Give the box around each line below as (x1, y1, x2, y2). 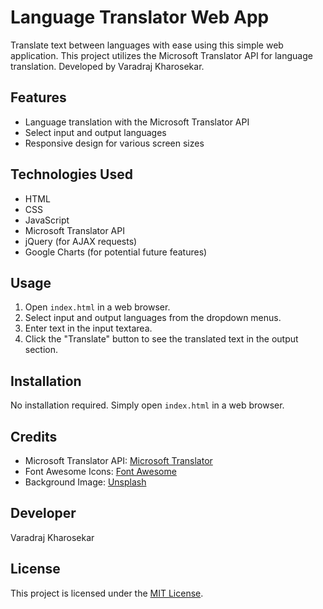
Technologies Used (10, 166, 133, 183)
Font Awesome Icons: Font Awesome (24, 466, 177, 477)
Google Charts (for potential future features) (24, 246, 208, 258)
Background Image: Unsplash (24, 476, 147, 488)
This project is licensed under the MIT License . (10, 587, 204, 599)
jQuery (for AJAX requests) (24, 235, 138, 247)
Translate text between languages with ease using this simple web (10, 39, 284, 51)
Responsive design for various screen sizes (24, 137, 205, 149)
